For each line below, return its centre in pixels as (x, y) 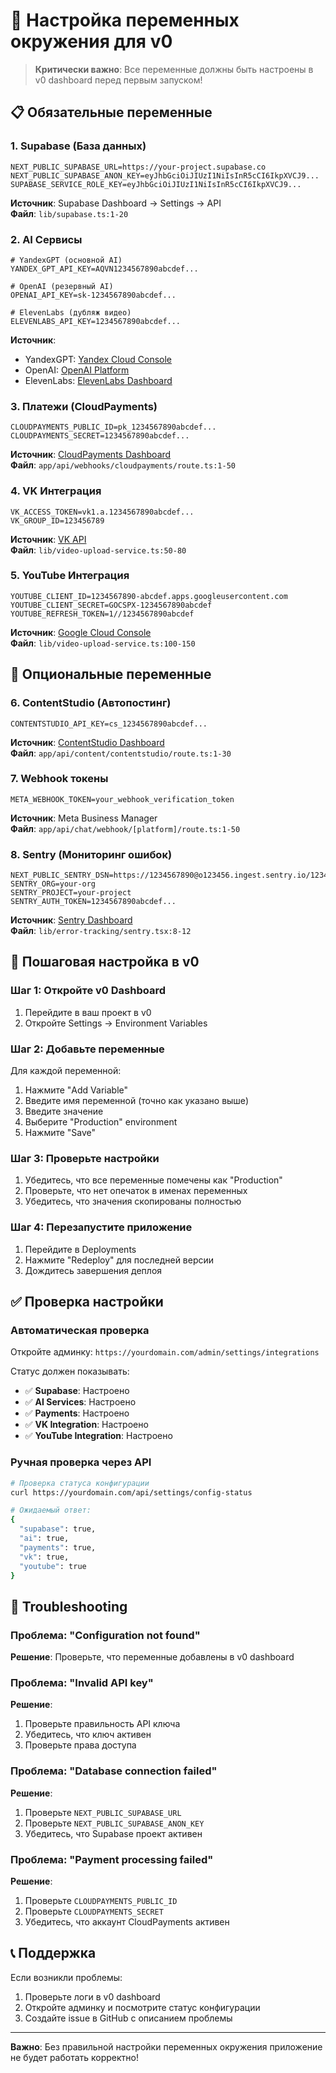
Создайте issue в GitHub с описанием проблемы (128, 2018)
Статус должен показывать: (70, 1371)
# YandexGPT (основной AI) (66, 260)
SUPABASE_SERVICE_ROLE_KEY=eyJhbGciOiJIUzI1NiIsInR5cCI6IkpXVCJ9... (156, 184)
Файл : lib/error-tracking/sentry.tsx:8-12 (101, 931)
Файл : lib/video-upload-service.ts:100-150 (103, 643)
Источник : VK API (48, 539)
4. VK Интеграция (56, 491)
